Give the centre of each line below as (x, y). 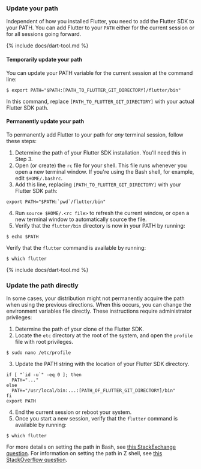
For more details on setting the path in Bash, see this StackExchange (91, 447)
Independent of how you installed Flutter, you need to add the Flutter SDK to (100, 22)
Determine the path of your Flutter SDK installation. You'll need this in (100, 152)
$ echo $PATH (22, 237)
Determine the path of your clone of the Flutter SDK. (79, 329)
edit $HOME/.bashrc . (39, 178)
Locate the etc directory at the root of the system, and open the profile (104, 335)
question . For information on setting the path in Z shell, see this (84, 453)
